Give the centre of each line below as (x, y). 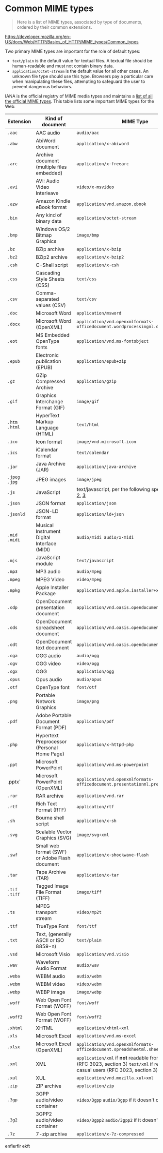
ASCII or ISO (50, 940)
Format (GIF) (50, 408)
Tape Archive (51, 872)
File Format (49, 892)
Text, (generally (54, 934)
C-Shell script (52, 265)
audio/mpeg (89, 571)
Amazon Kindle (53, 201)
